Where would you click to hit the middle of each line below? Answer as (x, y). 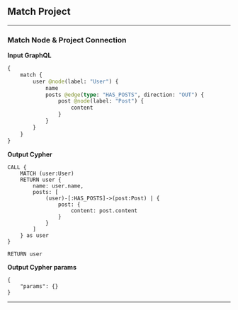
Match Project (39, 12)
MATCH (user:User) (47, 173)
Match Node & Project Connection (67, 40)
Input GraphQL (29, 55)
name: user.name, (58, 186)
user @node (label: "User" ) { (76, 81)
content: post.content (104, 211)
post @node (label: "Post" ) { (101, 101)
